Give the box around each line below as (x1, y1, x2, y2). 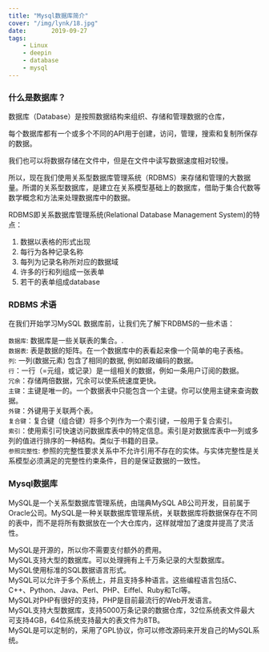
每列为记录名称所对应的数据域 (19, 257, 118, 267)
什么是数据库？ (8, 91, 66, 103)
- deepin (22, 49, 52, 57)
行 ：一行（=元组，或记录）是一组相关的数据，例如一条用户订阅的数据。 (8, 366, 244, 375)
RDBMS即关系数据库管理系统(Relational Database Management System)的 (8, 210, 254, 220)
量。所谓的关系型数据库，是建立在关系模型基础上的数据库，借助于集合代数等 (8, 183, 261, 192)
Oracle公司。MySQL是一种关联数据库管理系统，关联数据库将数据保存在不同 (8, 508, 258, 517)
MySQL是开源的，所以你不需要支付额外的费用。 (8, 545, 167, 554)
